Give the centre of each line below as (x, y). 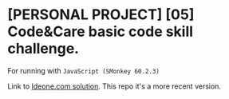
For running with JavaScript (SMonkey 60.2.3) (84, 70)
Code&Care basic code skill (100, 32)
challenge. (43, 49)
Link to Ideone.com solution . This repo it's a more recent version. (114, 86)
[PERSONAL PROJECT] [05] (101, 15)
